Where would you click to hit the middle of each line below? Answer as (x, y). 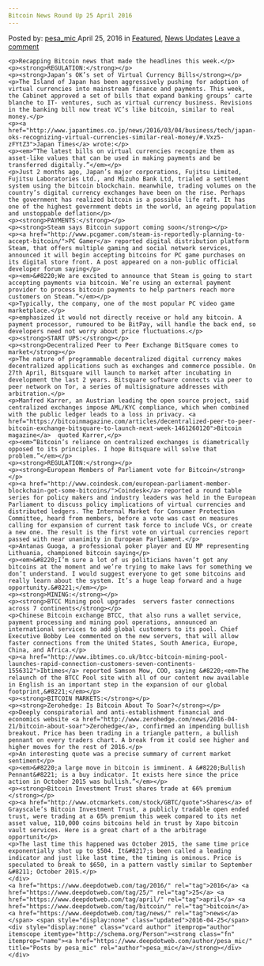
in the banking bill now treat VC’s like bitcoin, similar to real (122, 109)
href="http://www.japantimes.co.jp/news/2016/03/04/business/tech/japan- (132, 130)
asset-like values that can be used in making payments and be (115, 158)
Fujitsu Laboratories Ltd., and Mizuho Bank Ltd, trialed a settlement (128, 179)
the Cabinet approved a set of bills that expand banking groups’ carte (130, 96)
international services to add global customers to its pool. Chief (123, 629)
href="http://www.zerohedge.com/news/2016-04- (160, 719)
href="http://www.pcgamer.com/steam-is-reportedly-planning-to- (137, 234)
